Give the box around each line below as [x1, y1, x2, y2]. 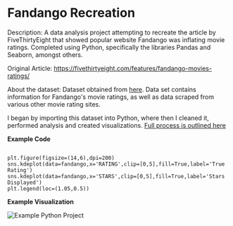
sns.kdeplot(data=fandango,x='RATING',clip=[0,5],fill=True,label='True [7, 160, 225, 168]
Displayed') [7, 179, 42, 186]
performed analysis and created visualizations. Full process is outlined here [7, 121, 227, 129]
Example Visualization [7, 197, 74, 206]
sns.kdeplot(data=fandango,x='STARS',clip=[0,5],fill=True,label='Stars [7, 173, 225, 180]
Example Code [7, 135, 51, 143]
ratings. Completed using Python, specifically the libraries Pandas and [7, 43, 211, 51]
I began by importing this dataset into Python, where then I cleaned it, [7, 114, 210, 122]
